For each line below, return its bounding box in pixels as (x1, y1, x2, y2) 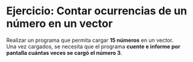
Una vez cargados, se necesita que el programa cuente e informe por (6, 43, 181, 50)
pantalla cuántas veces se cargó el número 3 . (6, 49, 122, 56)
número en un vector (6, 17, 113, 30)
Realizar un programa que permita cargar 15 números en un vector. (6, 36, 174, 44)
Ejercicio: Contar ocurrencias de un (6, 4, 188, 18)
